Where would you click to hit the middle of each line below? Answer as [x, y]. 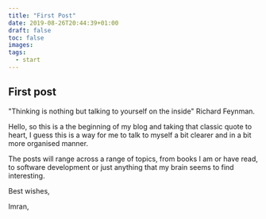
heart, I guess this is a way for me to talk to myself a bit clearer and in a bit [130, 135]
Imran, [19, 206]
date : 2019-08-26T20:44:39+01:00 [64, 23]
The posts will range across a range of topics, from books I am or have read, [133, 159]
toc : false [26, 38]
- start [28, 60]
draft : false [30, 30]
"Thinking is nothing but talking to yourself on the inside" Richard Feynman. [132, 111]
